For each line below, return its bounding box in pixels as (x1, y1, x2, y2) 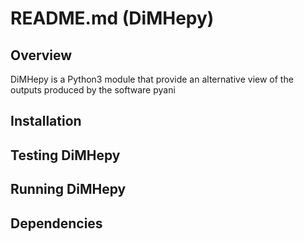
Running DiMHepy (10, 181, 127, 198)
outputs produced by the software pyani (10, 84, 176, 96)
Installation (10, 113, 82, 130)
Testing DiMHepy (10, 147, 121, 164)
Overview (10, 47, 73, 64)
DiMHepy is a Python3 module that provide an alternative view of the (10, 73, 294, 85)
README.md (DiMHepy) (10, 7, 215, 30)
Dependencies (10, 215, 103, 232)
